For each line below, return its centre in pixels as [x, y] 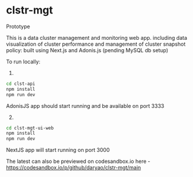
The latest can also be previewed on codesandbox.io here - [78, 161]
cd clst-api [21, 84]
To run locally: [23, 62]
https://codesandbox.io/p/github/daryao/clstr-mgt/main [74, 168]
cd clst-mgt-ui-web [30, 128]
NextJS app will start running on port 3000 [58, 150]
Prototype [18, 26]
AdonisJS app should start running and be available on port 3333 [85, 105]
